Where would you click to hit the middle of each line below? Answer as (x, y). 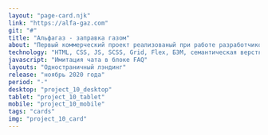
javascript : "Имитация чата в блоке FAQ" (78, 60)
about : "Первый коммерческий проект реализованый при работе (112, 45)
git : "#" (23, 30)
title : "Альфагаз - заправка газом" (69, 38)
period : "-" (28, 82)
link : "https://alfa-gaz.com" (59, 23)
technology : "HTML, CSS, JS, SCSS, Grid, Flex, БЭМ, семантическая (123, 52)
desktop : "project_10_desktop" (60, 89)
